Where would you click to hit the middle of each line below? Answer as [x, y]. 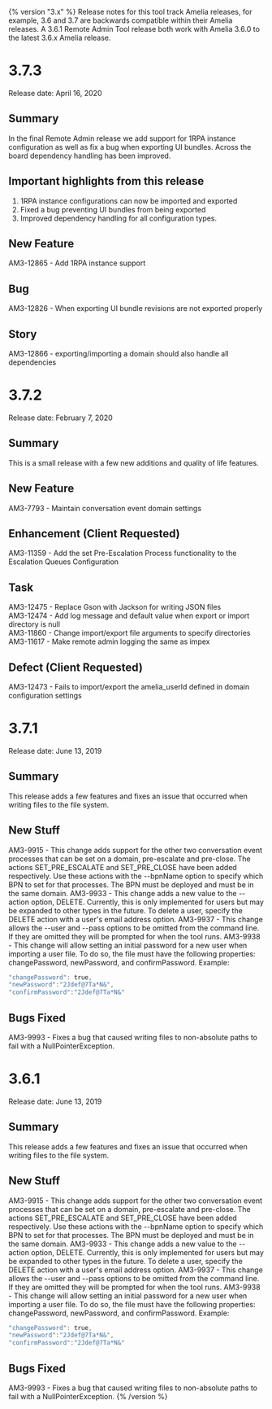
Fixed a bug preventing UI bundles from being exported [113, 209]
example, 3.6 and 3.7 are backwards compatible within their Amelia [121, 20]
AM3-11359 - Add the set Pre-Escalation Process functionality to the [123, 554]
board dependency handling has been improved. [90, 155]
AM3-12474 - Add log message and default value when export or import [129, 616]
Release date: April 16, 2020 [55, 93]
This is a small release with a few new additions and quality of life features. [134, 462]
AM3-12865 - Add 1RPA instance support [77, 263]
